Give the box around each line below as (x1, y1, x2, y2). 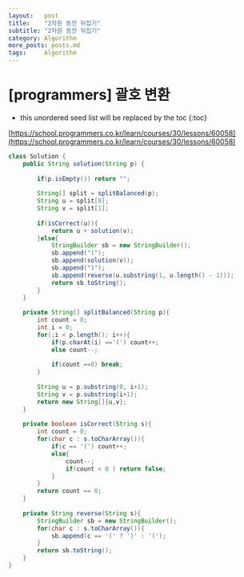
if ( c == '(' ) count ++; (50, 443, 127, 451)
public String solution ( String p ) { (22, 159, 146, 168)
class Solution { (8, 152, 66, 160)
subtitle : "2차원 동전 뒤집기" (8, 26, 101, 34)
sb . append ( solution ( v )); (50, 257, 134, 265)
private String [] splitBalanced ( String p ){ (22, 309, 170, 317)
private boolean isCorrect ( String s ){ (22, 420, 152, 428)
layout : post (8, 11, 59, 20)
